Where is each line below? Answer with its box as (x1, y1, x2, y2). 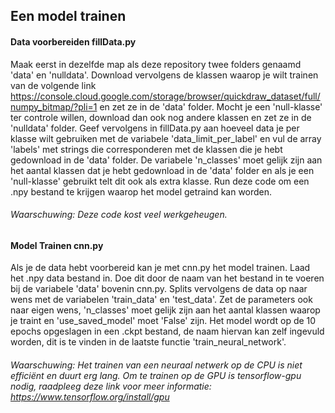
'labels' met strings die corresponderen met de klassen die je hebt (10, 143, 283, 155)
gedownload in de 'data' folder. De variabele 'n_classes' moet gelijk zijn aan (10, 154, 323, 166)
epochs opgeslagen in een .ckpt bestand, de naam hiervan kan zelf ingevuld (10, 325, 325, 338)
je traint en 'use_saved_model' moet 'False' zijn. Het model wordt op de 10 (10, 315, 317, 327)
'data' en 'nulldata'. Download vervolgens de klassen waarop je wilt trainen (10, 69, 319, 81)
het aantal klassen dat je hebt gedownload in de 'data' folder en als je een (10, 164, 315, 176)
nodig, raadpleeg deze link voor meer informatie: (10, 380, 212, 392)
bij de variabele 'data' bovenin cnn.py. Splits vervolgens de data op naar (10, 283, 308, 295)
